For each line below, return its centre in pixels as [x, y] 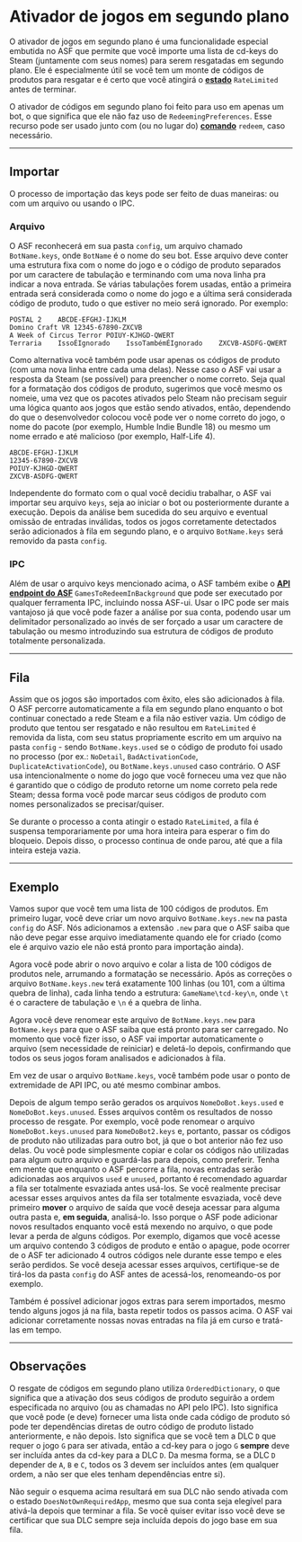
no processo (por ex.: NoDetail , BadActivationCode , [104, 757]
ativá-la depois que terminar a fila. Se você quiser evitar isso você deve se [147, 1511]
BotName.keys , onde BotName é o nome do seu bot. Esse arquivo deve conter [149, 256]
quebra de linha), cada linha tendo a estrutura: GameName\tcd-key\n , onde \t [149, 993]
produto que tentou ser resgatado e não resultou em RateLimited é [133, 728]
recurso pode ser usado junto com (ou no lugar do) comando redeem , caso [147, 125]
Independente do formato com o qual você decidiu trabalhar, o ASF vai [140, 493]
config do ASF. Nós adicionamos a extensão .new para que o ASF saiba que [150, 927]
